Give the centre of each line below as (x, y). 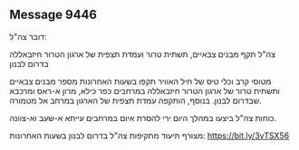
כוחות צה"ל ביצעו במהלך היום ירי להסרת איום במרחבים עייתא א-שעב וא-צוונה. (143, 117)
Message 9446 (53, 15)
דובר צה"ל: (28, 36)
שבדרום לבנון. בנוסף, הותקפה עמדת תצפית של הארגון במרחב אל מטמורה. (135, 100)
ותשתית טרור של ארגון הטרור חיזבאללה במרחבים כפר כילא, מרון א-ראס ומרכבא (145, 90)
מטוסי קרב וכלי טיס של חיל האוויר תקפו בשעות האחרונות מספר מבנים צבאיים (140, 81)
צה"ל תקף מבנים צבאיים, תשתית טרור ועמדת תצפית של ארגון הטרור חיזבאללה (143, 54)
